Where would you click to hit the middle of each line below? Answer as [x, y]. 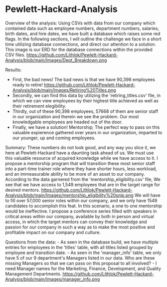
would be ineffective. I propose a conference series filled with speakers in [81, 211]
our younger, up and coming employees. [54, 138]
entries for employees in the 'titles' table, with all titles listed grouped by [79, 247]
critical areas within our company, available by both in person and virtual [80, 216]
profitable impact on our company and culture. [53, 232]
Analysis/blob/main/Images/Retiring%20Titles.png [64, 90]
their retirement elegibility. [39, 106]
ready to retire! [28, 85]
